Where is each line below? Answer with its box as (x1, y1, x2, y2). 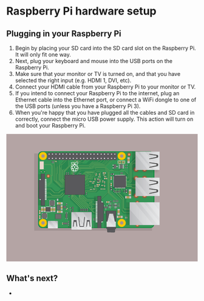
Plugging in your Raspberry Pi (6, 29, 121, 39)
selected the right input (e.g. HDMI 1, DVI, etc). (15, 77, 132, 84)
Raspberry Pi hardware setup (6, 4, 157, 18)
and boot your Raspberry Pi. (15, 122, 86, 129)
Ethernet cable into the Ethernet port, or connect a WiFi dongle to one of (15, 96, 197, 103)
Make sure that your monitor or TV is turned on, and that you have (15, 70, 181, 77)
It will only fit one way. (15, 51, 72, 58)
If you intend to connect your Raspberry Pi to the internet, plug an (15, 90, 180, 96)
